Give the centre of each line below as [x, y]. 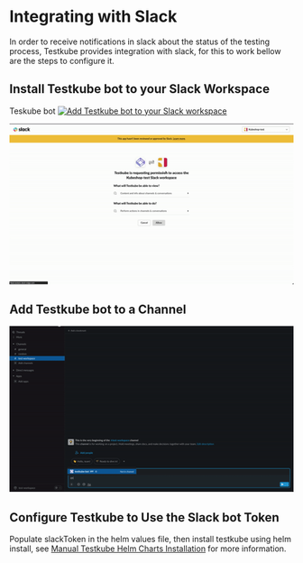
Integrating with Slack [93, 17]
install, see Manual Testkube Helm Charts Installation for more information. [148, 549]
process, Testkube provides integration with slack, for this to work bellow [145, 51]
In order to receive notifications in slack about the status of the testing [140, 42]
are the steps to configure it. [62, 60]
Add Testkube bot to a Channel [98, 309]
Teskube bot [32, 111]
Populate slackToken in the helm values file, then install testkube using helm [150, 540]
